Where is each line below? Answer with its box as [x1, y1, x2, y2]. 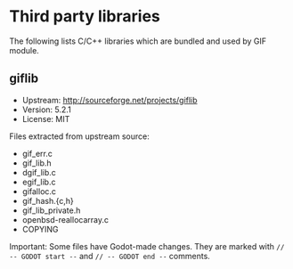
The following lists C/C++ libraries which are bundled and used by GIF [9, 36, 267, 46]
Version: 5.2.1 [21, 104, 71, 115]
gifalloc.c [21, 185, 56, 197]
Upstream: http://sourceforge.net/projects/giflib [21, 94, 198, 105]
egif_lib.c [21, 176, 56, 187]
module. [9, 45, 40, 55]
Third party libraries [9, 6, 160, 27]
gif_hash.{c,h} [21, 195, 74, 206]
